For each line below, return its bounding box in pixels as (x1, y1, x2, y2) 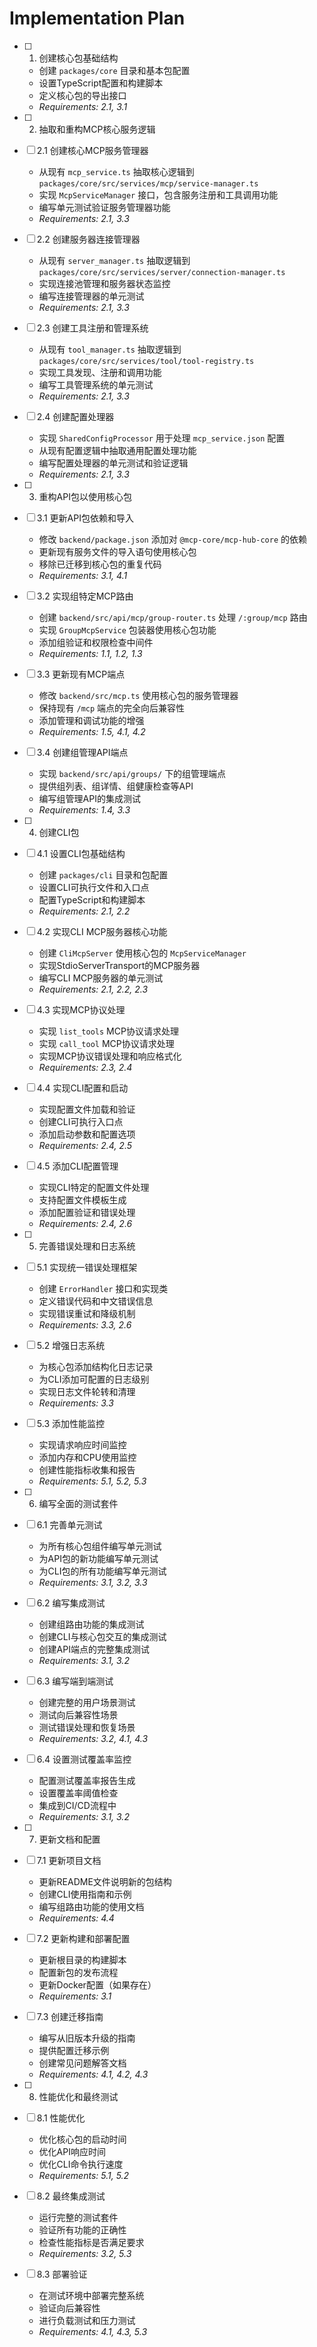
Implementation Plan (9, 7, 186, 30)
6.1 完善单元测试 (36, 1518, 103, 1531)
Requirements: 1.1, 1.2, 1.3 (38, 647, 143, 659)
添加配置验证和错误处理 (38, 1206, 136, 1218)
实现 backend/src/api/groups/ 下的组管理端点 (38, 767, 227, 779)
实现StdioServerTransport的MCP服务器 (38, 959, 201, 971)
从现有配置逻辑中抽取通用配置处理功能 (38, 444, 197, 456)
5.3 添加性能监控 (36, 1417, 105, 1429)
